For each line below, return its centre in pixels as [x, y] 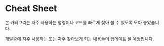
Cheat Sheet [31, 8]
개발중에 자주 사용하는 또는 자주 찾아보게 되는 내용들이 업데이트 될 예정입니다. [80, 39]
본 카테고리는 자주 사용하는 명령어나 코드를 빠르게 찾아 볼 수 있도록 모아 [74, 22]
